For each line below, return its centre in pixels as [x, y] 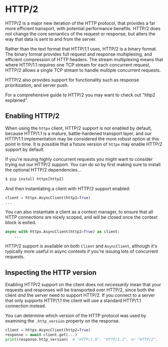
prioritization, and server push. [37, 85]
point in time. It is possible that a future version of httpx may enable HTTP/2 [84, 144]
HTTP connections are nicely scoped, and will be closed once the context [81, 217]
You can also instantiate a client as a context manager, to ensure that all [79, 212]
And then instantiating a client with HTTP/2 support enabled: [68, 189]
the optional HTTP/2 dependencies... [43, 169]
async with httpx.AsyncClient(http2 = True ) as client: [63, 232]
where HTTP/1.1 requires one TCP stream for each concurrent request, [78, 65]
